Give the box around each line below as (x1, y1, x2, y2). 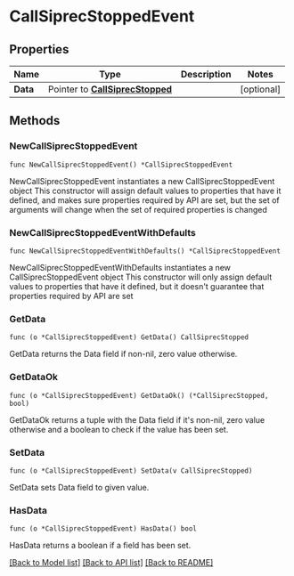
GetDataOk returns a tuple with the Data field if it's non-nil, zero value (9, 414, 265, 425)
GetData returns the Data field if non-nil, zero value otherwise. (9, 349, 238, 360)
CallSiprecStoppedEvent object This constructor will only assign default (9, 272, 273, 282)
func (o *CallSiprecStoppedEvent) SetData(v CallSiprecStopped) (9, 466, 253, 475)
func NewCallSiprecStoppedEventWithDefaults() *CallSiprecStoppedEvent (9, 247, 281, 256)
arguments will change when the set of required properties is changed (9, 204, 267, 215)
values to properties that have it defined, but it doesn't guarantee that (9, 280, 265, 291)
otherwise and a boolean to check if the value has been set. (9, 424, 229, 434)
